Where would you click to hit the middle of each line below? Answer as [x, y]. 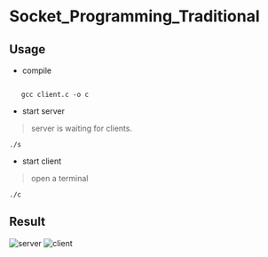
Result [28, 222]
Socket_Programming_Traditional [134, 16]
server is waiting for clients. [82, 128]
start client [42, 161]
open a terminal [59, 178]
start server [43, 111]
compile [36, 70]
